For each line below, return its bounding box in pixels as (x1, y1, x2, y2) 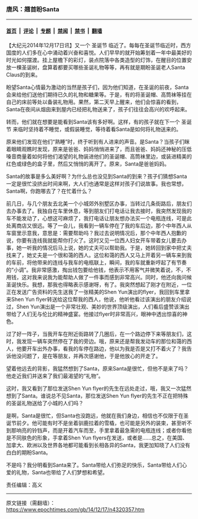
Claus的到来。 (6, 71, 41, 78)
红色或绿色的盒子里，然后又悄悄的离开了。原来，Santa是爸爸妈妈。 (6, 160, 170, 167)
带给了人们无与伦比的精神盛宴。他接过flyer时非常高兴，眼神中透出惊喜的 (6, 310, 183, 318)
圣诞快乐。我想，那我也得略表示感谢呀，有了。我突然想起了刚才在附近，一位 (6, 281, 192, 288)
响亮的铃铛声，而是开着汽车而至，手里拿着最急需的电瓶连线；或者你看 (16, 427, 187, 434)
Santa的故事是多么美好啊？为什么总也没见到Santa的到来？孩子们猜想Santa (6, 173, 187, 180)
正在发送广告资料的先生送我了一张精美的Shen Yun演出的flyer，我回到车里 (6, 288, 185, 295)
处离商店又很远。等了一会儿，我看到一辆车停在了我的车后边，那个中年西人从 (6, 222, 192, 229)
